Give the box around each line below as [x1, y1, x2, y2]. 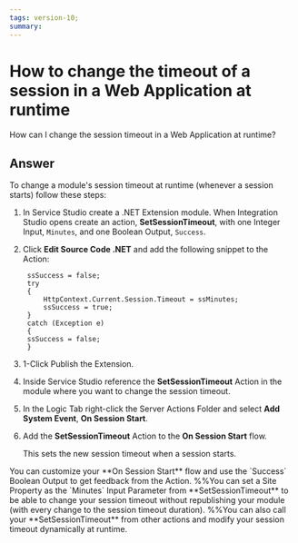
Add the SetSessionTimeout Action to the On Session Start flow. [22, 430, 268, 441]
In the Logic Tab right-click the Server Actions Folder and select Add [22, 403, 280, 414]
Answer [9, 155, 55, 171]
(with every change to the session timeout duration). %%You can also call [9, 505, 286, 516]
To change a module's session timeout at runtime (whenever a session [9, 180, 274, 191]
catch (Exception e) [26, 319, 104, 328]
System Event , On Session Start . [22, 413, 148, 424]
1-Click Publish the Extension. [22, 359, 134, 370]
